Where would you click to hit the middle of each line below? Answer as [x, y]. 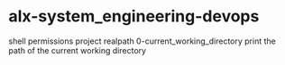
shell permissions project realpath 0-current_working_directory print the [142, 41]
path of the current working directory [77, 50]
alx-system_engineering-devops [134, 16]
